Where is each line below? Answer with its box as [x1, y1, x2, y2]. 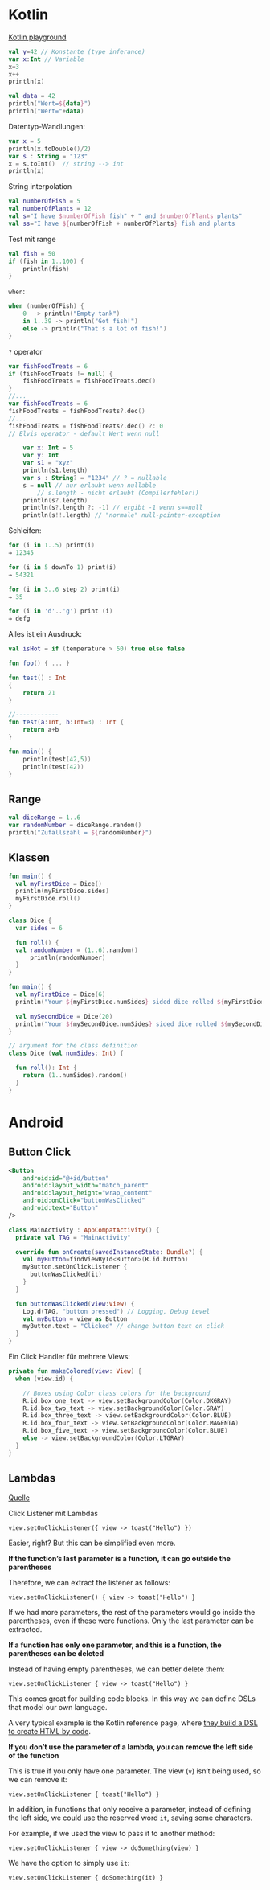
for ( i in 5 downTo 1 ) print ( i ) [8, 563, 117, 572]
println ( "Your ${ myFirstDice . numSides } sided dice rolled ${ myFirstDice [15, 998, 264, 1006]
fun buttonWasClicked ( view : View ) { [15, 1300, 135, 1308]
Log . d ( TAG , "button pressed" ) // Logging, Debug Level [22, 1307, 211, 1315]
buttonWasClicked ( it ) [29, 1270, 103, 1279]
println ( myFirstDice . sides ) [15, 887, 110, 896]
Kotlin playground [8, 32, 67, 42]
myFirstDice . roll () [15, 895, 81, 903]
